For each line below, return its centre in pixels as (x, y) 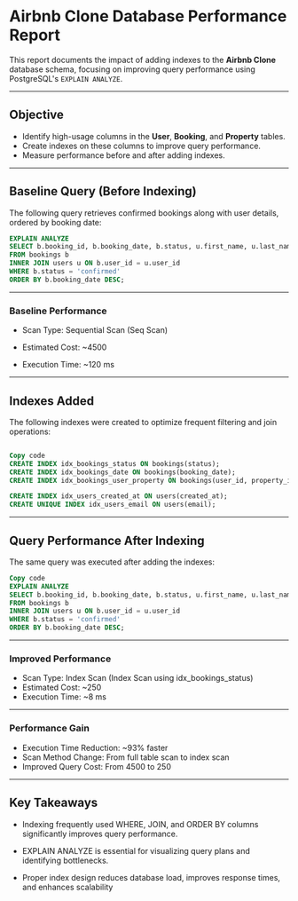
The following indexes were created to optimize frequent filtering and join (143, 422)
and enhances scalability (67, 887)
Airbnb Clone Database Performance (148, 16)
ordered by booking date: (55, 222)
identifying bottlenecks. (65, 860)
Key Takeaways (54, 803)
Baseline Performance (59, 311)
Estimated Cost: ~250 (62, 688)
